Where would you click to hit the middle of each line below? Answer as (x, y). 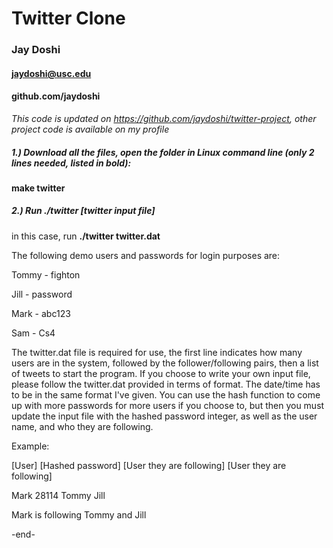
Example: (30, 446)
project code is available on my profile (90, 129)
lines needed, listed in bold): (71, 163)
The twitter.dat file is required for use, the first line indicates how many (157, 352)
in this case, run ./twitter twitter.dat (86, 236)
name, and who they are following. (82, 426)
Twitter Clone (68, 18)
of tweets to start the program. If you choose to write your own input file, (161, 373)
